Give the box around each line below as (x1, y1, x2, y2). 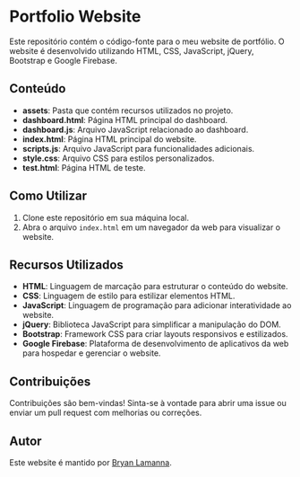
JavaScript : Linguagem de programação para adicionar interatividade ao (21, 300, 292, 311)
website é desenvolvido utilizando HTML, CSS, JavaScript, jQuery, (9, 45, 254, 56)
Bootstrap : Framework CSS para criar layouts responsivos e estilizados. (21, 329, 288, 340)
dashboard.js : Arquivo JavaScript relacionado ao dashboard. (21, 124, 249, 135)
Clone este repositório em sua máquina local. (21, 212, 190, 223)
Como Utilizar (9, 189, 88, 204)
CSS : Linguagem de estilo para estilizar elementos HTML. (21, 290, 236, 302)
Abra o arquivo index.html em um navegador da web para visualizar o (21, 222, 280, 233)
